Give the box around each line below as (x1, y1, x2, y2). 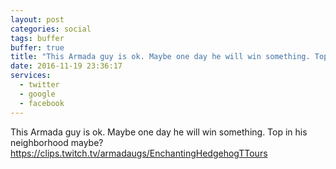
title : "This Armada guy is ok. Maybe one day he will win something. (10, 52, 311, 62)
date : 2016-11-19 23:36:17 (10, 61, 123, 71)
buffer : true (10, 42, 65, 53)
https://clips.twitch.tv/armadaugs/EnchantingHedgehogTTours (10, 147, 268, 159)
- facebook (19, 98, 65, 108)
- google (19, 89, 56, 99)
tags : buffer (10, 33, 65, 43)
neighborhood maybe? (10, 136, 104, 148)
